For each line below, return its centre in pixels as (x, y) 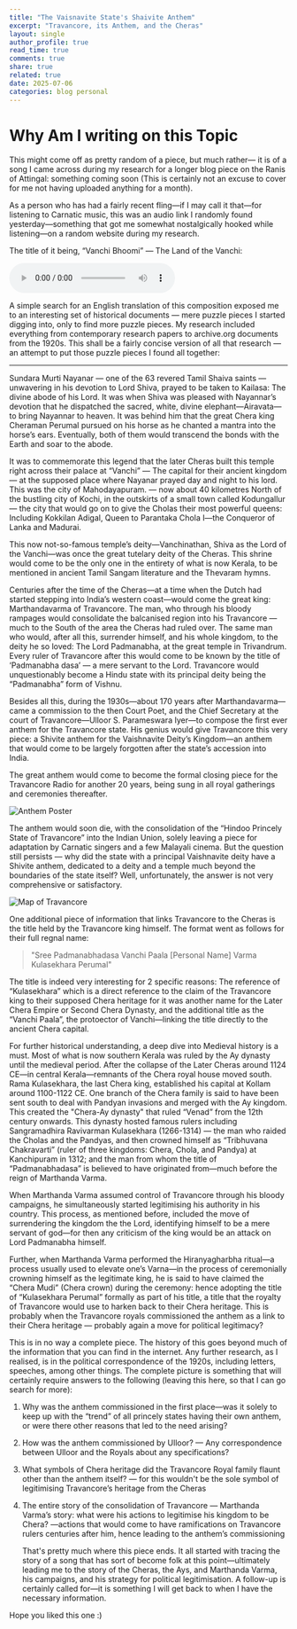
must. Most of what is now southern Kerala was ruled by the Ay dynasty (140, 1055)
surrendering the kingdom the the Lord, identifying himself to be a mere (140, 1224)
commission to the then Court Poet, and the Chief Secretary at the (159, 711)
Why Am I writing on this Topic (124, 135)
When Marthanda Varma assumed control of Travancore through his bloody (147, 1195)
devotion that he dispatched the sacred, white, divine (106, 407)
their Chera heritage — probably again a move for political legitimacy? (136, 1326)
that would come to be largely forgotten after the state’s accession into (138, 748)
